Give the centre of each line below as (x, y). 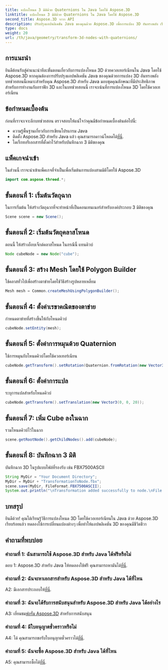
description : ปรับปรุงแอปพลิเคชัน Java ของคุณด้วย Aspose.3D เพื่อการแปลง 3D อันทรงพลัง (82, 24)
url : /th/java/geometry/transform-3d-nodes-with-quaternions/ (71, 38)
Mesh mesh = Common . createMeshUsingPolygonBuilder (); (62, 291)
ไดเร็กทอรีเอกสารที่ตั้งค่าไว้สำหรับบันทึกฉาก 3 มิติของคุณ (58, 142)
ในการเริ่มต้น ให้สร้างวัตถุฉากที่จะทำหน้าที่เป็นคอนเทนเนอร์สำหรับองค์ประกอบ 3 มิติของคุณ (79, 207)
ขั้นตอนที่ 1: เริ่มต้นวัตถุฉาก (38, 195)
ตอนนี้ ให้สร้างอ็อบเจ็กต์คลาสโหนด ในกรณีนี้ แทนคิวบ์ (49, 244)
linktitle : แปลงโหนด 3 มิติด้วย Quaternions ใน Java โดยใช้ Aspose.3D (72, 15)
